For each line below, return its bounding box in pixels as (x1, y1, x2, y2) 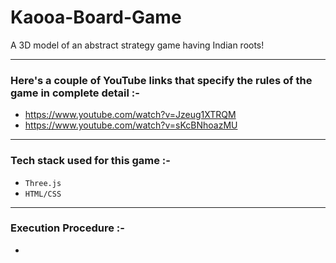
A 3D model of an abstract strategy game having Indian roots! (10, 39, 265, 51)
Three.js (24, 178, 62, 188)
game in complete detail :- (10, 86, 140, 100)
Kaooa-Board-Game (10, 6, 182, 29)
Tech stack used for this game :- (10, 154, 171, 168)
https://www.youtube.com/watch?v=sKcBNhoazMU (24, 119, 238, 131)
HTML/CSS (24, 189, 62, 199)
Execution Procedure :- (10, 221, 125, 235)
